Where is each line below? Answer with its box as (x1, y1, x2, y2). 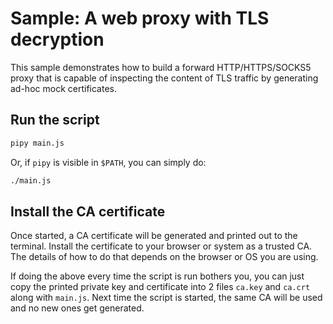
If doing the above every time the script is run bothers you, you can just (10, 270, 305, 282)
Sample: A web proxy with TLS (10, 7, 270, 30)
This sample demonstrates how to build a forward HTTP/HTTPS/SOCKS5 (10, 61, 312, 73)
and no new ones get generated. (10, 302, 145, 314)
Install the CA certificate (10, 203, 166, 220)
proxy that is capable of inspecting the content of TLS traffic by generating (10, 72, 319, 84)
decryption (10, 28, 105, 51)
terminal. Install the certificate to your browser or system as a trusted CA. (10, 240, 313, 252)
